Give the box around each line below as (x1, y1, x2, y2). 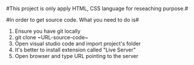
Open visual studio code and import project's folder (14, 40, 141, 47)
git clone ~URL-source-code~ (14, 34, 88, 40)
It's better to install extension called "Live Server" (14, 46, 136, 53)
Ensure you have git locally (14, 28, 81, 35)
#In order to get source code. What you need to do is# (6, 16, 139, 23)
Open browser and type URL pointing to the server (14, 53, 138, 59)
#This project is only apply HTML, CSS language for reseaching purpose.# (6, 5, 189, 12)
